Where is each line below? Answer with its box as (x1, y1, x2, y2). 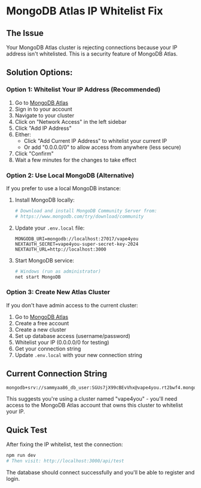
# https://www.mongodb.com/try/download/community (14, 213, 144, 219)
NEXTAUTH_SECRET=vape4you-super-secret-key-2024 (14, 241, 139, 247)
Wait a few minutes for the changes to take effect (14, 156, 136, 163)
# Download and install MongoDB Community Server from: (14, 208, 157, 213)
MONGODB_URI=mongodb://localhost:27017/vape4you (14, 236, 139, 242)
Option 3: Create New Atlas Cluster (6, 288, 111, 297)
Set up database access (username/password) (14, 332, 130, 339)
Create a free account (14, 319, 69, 327)
